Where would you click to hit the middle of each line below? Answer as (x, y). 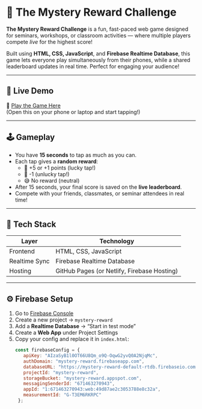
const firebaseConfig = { (47, 350)
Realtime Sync (29, 261)
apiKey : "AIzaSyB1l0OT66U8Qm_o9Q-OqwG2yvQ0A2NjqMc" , (90, 356)
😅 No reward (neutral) (52, 180)
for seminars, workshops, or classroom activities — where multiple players (99, 35)
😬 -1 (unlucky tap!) (47, 174)
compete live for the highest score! (50, 42)
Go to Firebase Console (44, 314)
